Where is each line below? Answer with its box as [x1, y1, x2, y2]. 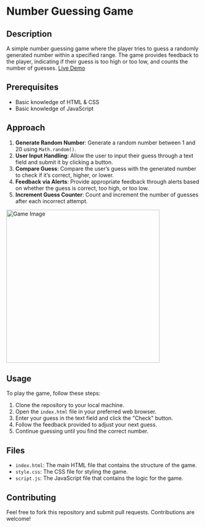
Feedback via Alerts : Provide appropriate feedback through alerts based [15, 178, 199, 185]
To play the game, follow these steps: [6, 390, 101, 397]
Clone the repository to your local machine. [15, 402, 124, 409]
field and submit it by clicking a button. [15, 158, 113, 166]
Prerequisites [6, 82, 59, 92]
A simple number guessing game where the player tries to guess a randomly [6, 45, 199, 52]
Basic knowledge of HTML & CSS [15, 98, 100, 105]
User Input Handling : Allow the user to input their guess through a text [15, 152, 194, 159]
